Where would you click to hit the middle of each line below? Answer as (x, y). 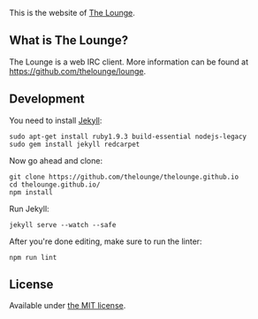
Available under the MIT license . (68, 306)
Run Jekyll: (30, 209)
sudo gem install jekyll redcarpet (75, 144)
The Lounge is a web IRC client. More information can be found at (129, 62)
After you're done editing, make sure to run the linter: (106, 241)
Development (47, 99)
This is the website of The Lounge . (72, 13)
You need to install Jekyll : (56, 120)
